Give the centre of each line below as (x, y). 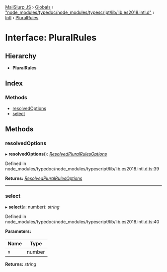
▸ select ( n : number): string (32, 207)
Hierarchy (21, 56)
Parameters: (18, 231)
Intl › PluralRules (22, 18)
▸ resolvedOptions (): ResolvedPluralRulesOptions (56, 154)
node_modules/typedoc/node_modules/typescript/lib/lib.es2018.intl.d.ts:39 (82, 169)
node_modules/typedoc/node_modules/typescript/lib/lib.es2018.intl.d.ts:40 (82, 221)
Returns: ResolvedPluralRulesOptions (44, 178)
